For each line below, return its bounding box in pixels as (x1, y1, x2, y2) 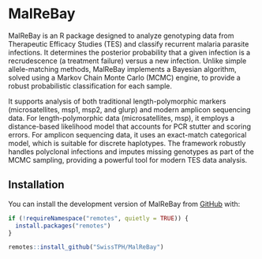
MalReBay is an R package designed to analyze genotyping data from (8, 31, 234, 40)
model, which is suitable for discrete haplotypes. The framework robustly (8, 138, 246, 148)
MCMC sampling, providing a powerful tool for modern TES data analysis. (8, 155, 248, 164)
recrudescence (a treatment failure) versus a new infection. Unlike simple (8, 56, 247, 66)
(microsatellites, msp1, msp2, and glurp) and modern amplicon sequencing (8, 104, 251, 114)
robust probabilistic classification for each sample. (8, 81, 172, 91)
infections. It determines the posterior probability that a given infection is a (8, 47, 251, 57)
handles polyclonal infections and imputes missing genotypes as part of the (8, 147, 254, 156)
